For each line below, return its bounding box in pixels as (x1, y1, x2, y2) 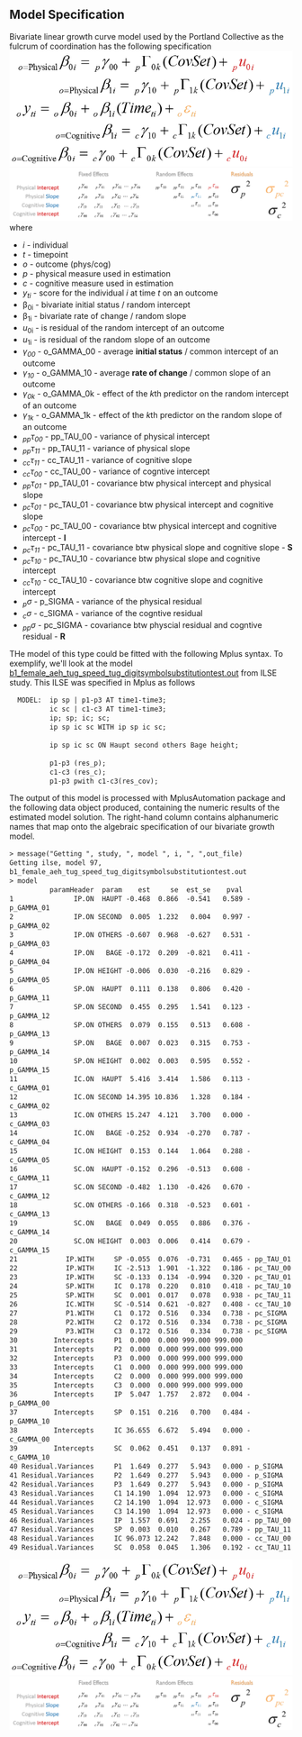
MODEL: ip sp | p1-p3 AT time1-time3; (17, 696, 167, 705)
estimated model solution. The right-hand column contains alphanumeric (9, 812, 279, 823)
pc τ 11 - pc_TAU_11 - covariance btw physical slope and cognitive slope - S (22, 541, 294, 555)
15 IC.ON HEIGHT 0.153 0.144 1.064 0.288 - (9, 1147, 252, 1156)
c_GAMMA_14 (9, 1228, 50, 1237)
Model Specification (9, 7, 125, 23)
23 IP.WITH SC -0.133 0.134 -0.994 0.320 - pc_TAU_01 (9, 1273, 292, 1282)
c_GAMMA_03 (9, 1120, 50, 1129)
